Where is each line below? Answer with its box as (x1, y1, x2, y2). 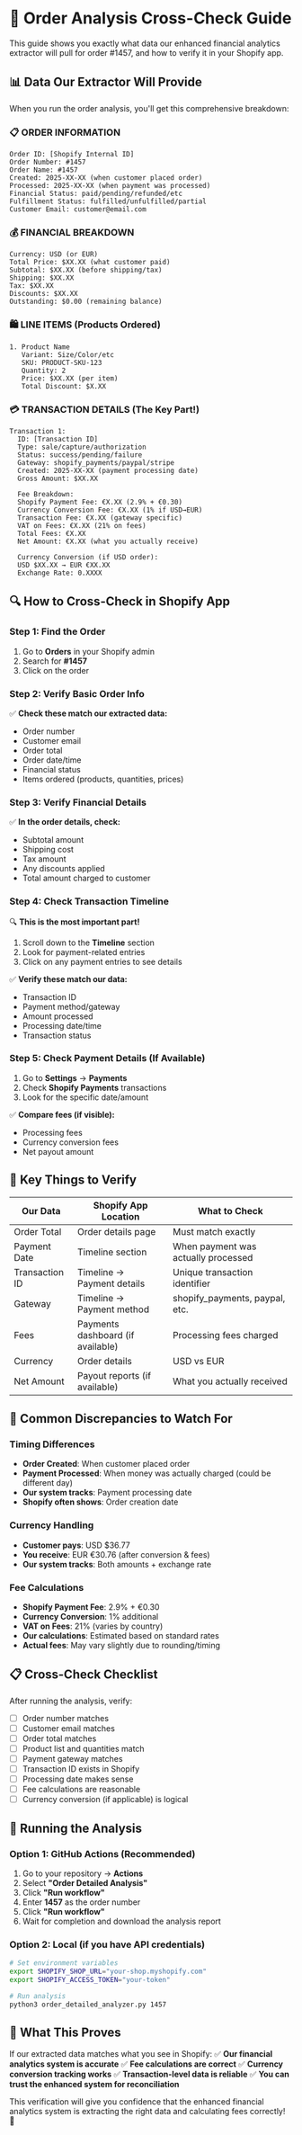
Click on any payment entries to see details (22, 956, 182, 967)
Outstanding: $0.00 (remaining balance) (9, 297, 164, 307)
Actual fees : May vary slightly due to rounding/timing (22, 1639, 221, 1650)
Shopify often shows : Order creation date (22, 1496, 179, 1507)
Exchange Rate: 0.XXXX (17, 568, 102, 577)
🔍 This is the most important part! (9, 916, 140, 927)
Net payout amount (22, 1146, 94, 1157)
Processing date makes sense (22, 1773, 134, 1784)
